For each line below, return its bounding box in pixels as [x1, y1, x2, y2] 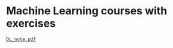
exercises [6, 17, 56, 30]
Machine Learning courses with [6, 4, 168, 18]
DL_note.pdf [6, 36, 36, 42]
